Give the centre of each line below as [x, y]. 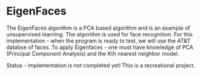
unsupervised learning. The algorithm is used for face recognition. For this [100, 34]
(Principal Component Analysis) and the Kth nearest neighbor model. [93, 53]
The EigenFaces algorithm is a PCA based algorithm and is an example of [98, 28]
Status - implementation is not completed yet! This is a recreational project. [101, 65]
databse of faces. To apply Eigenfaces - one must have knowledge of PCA [100, 47]
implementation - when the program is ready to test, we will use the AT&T [98, 41]
